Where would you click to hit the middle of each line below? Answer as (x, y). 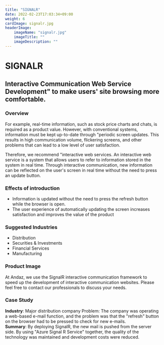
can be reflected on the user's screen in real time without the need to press (81, 170)
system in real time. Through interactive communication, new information (79, 165)
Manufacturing (27, 254)
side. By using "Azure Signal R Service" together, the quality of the (72, 332)
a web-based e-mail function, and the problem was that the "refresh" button (82, 316)
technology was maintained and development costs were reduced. (72, 337)
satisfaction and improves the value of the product (63, 214)
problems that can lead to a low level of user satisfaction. (63, 145)
